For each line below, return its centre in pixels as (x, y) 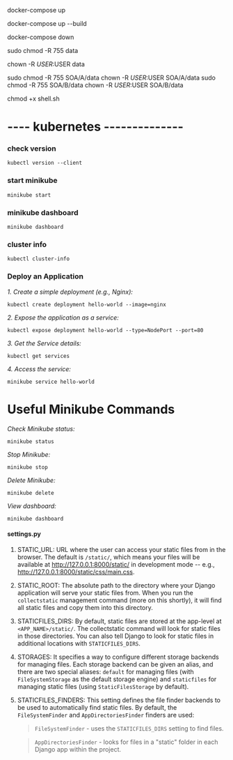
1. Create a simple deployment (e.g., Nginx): (70, 292)
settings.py (24, 534)
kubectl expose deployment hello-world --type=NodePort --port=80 (105, 330)
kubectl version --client (45, 163)
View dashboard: (32, 506)
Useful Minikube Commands (91, 409)
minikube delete (31, 493)
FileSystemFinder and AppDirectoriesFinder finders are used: (106, 715)
